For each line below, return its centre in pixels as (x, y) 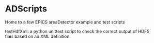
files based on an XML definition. (38, 36)
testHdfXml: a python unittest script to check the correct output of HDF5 (77, 31)
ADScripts (26, 9)
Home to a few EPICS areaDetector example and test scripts (65, 22)
